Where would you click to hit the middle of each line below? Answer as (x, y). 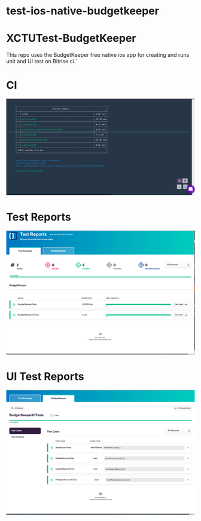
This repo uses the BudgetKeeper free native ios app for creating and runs (98, 55)
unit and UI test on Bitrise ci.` (42, 62)
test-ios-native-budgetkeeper (83, 11)
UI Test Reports (45, 377)
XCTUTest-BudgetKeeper (71, 39)
